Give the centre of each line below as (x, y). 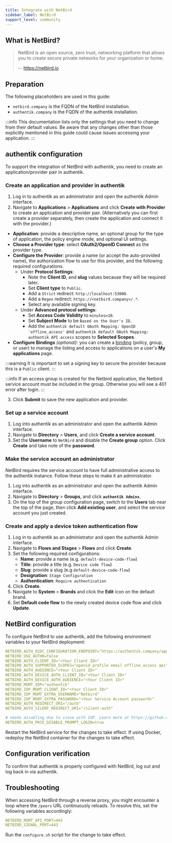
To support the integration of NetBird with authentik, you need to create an (84, 167)
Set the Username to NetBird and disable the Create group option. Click (89, 440)
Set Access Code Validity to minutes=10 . (71, 315)
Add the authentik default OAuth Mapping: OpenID (82, 326)
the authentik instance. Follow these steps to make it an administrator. (79, 476)
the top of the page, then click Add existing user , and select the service (89, 507)
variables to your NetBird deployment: (45, 642)
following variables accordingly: (39, 811)
